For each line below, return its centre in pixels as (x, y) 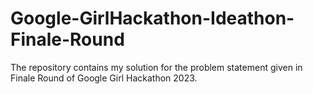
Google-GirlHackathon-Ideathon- (152, 18)
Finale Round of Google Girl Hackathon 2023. (104, 78)
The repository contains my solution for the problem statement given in (156, 67)
